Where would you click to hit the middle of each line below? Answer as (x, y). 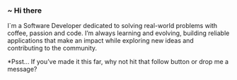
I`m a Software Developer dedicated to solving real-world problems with (112, 26)
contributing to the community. (52, 48)
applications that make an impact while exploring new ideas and (101, 41)
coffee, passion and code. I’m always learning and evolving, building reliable (118, 33)
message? (22, 69)
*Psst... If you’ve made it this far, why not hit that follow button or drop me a (118, 62)
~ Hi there (25, 11)
